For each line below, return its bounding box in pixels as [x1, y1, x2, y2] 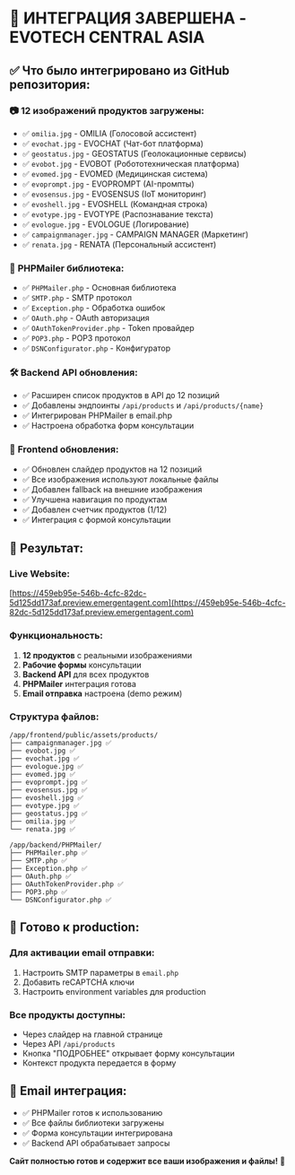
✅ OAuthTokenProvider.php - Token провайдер [22, 323, 195, 334]
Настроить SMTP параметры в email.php [22, 967, 179, 978]
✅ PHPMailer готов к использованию [22, 1107, 163, 1118]
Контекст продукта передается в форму [22, 1057, 177, 1068]
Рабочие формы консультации [22, 659, 142, 670]
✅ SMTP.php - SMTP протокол [22, 292, 133, 303]
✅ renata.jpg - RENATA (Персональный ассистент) [22, 239, 217, 249]
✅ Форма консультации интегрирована [22, 1127, 173, 1138]
